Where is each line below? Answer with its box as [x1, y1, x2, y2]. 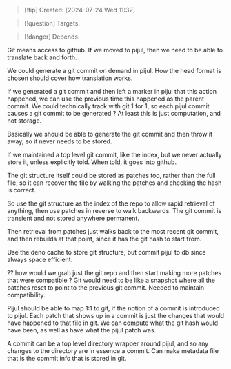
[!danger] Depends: [23, 32, 80, 41]
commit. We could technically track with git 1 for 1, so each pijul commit [7, 102, 210, 110]
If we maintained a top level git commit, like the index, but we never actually [7, 151, 222, 159]
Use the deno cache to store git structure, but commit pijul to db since [7, 248, 206, 256]
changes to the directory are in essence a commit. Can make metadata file [7, 347, 219, 355]
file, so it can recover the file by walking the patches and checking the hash [7, 179, 222, 187]
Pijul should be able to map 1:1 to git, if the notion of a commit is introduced [7, 304, 221, 312]
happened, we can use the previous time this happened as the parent [7, 94, 205, 103]
